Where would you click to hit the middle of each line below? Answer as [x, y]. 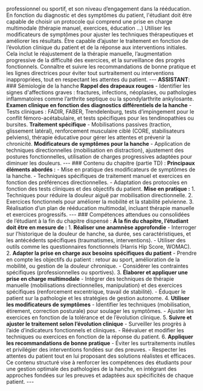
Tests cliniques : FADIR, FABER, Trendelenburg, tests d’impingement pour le [100, 112]
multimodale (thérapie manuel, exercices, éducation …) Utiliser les [89, 28]
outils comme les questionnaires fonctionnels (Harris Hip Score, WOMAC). [99, 247]
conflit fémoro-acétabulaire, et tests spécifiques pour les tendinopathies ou [100, 118]
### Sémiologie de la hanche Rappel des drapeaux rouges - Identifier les [98, 86]
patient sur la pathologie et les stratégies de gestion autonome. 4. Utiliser [98, 298]
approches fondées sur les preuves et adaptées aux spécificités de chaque [100, 375]
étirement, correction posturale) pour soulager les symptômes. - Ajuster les [100, 311]
